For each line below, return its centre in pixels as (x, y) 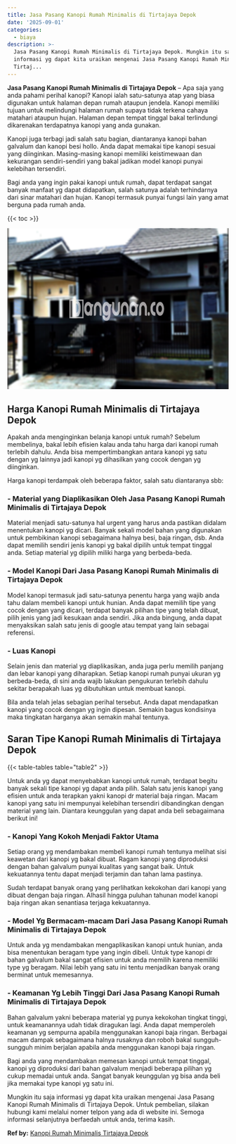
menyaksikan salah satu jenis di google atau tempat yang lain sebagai (108, 625)
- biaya (25, 37)
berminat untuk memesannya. (50, 975)
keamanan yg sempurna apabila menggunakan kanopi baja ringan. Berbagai (117, 1032)
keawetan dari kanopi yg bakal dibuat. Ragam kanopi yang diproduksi (108, 859)
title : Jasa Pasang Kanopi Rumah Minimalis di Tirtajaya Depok (102, 15)
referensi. (21, 633)
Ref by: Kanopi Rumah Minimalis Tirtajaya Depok (78, 1133)
